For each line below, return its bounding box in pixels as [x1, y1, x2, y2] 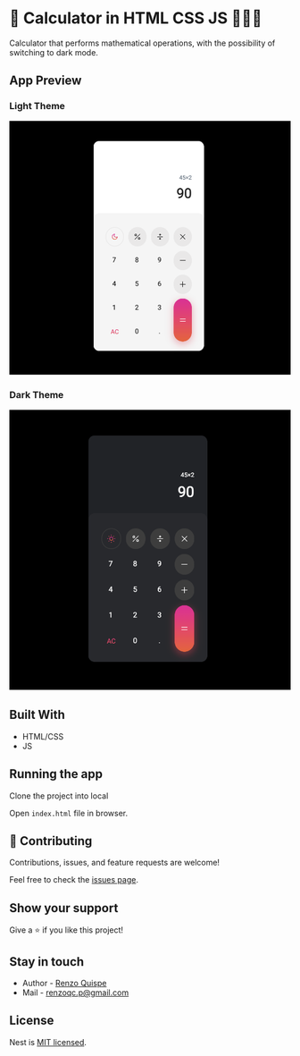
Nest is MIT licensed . [9, 1036, 87, 1047]
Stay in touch [9, 954, 85, 969]
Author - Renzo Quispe [21, 978, 107, 989]
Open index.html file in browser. [9, 807, 129, 818]
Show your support [9, 900, 119, 916]
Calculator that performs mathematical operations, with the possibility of [9, 38, 276, 48]
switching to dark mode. [9, 46, 98, 57]
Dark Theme [9, 389, 64, 401]
